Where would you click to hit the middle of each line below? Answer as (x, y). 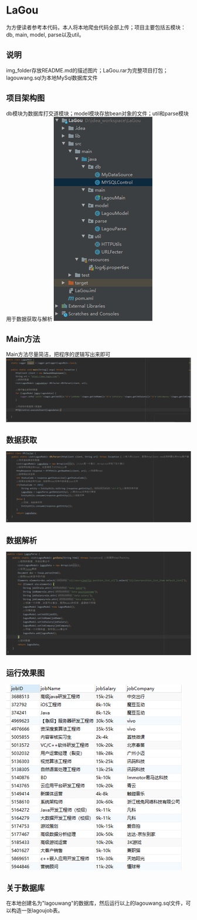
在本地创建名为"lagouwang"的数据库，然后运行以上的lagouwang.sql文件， (96, 903)
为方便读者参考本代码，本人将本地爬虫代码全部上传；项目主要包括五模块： (96, 27)
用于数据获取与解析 (29, 319)
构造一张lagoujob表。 (37, 911)
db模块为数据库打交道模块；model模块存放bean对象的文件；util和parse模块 (97, 113)
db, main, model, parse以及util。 (45, 34)
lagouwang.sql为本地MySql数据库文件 (52, 78)
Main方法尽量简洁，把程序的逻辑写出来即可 (58, 355)
